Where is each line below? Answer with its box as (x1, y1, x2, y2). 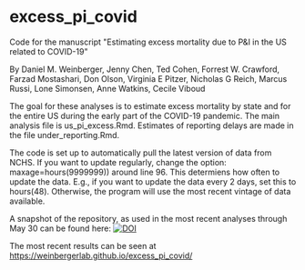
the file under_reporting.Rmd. (9, 129, 120, 140)
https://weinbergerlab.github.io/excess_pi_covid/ (9, 250, 193, 261)
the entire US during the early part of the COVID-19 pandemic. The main (9, 110, 280, 121)
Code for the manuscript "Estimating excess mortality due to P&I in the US (9, 36, 287, 47)
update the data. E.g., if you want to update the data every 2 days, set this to (9, 175, 297, 187)
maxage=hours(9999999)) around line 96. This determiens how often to (9, 166, 280, 177)
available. (9, 195, 46, 206)
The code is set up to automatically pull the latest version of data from (9, 147, 272, 158)
